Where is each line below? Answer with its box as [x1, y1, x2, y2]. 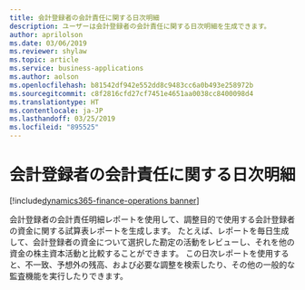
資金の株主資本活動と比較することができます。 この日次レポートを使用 [9, 247, 274, 258]
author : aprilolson [9, 30, 84, 39]
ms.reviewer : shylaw [9, 47, 88, 56]
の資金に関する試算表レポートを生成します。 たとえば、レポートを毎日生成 [9, 225, 290, 236]
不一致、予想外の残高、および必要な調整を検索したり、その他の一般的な [25, 259, 295, 270]
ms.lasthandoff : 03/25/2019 [9, 114, 116, 123]
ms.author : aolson [9, 72, 79, 82]
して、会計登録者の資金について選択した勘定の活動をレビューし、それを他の [9, 237, 295, 247]
